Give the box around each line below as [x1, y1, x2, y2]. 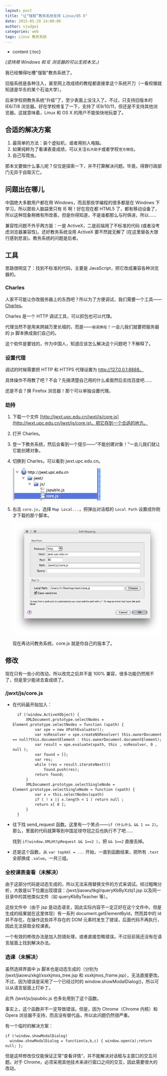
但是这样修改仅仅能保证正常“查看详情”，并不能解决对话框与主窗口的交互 [5, 1053, 153, 1059]
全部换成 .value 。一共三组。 [12, 855, 71, 861]
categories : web [5, 29, 39, 34]
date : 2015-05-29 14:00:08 [5, 18, 61, 23]
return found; [34, 772, 64, 777]
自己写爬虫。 [12, 152, 39, 158]
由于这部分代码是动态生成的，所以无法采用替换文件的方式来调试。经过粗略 [5, 881, 158, 887]
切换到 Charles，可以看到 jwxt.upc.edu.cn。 [12, 458, 103, 464]
